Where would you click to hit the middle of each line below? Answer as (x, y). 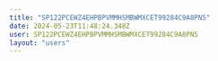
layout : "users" (39, 43)
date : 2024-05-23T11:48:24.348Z (70, 26)
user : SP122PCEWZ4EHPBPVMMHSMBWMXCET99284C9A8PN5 (104, 34)
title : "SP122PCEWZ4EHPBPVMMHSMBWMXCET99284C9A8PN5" (110, 17)
